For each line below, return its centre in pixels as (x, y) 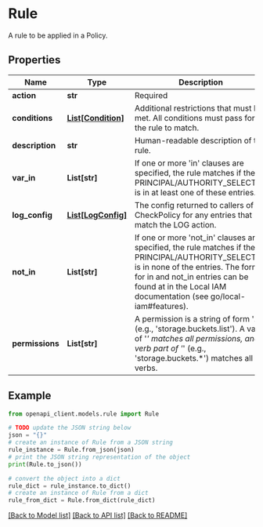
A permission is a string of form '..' (197, 318)
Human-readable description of (193, 140)
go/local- (228, 296)
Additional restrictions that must (193, 108)
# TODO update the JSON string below (70, 428)
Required (151, 95)
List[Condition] (95, 118)
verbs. (146, 368)
